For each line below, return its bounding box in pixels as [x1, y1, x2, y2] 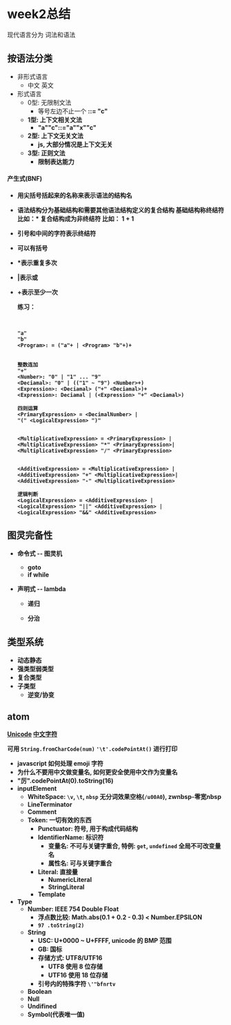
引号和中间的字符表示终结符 [17, 229, 97, 237]
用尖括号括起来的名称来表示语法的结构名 [17, 191, 132, 199]
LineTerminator [27, 800, 72, 809]
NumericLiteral [48, 876, 92, 884]
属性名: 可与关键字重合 [48, 859, 112, 867]
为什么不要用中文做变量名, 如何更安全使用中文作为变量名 [17, 768, 178, 776]
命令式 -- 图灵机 [17, 549, 63, 557]
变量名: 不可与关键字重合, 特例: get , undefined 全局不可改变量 [48, 842, 221, 850]
